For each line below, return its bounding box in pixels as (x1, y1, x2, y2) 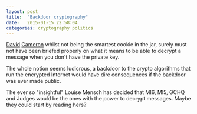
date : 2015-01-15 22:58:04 (6, 19, 78, 25)
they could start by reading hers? (6, 101, 87, 109)
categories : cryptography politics (6, 25, 94, 31)
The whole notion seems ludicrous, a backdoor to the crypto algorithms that (6, 65, 191, 72)
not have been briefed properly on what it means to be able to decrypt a (6, 48, 182, 55)
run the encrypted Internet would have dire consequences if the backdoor (6, 71, 186, 78)
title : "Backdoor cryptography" (6, 14, 88, 20)
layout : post (6, 8, 38, 15)
